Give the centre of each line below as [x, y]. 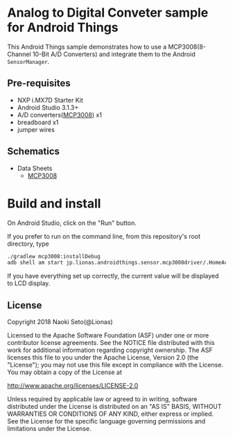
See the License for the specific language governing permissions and [106, 421]
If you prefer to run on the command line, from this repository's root [104, 236]
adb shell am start [35, 263]
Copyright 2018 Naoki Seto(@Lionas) [60, 322]
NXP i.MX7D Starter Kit [50, 100]
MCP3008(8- [187, 47]
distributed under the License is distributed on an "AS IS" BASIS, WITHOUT [114, 407]
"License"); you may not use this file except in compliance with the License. [115, 365]
